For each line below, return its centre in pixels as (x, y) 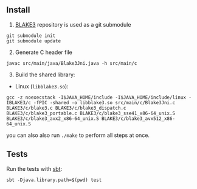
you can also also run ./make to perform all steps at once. (78, 135)
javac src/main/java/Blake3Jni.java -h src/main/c (72, 63)
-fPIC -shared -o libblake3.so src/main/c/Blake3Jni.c (104, 102)
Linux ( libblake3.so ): (42, 86)
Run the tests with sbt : (34, 168)
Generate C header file (44, 52)
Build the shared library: (45, 75)
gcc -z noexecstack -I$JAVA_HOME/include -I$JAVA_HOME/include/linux (96, 97)
